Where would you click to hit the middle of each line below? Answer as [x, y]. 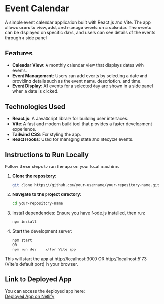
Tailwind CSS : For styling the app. [47, 134]
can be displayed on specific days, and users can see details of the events [80, 32]
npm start [22, 240]
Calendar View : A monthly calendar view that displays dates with [78, 65]
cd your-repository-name [37, 204]
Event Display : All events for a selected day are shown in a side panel [82, 86]
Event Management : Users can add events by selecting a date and [80, 75]
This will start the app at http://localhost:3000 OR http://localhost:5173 [76, 259]
